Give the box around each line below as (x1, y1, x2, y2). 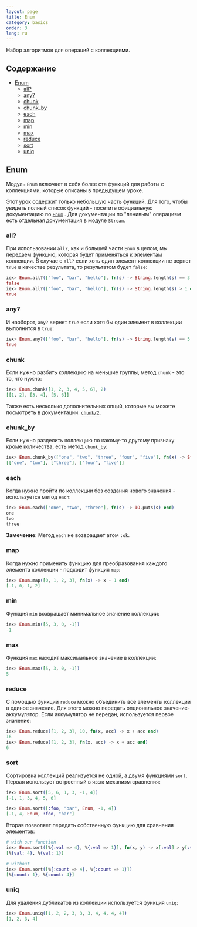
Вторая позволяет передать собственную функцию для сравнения (6, 822, 174, 829)
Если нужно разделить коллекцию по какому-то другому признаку (6, 436, 175, 444)
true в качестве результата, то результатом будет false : (6, 264, 148, 271)
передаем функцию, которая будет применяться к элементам (6, 251, 162, 258)
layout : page (6, 8, 38, 15)
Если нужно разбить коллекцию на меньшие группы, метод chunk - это (6, 368, 185, 376)
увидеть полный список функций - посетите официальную (6, 204, 153, 211)
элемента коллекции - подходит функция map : (6, 566, 121, 573)
